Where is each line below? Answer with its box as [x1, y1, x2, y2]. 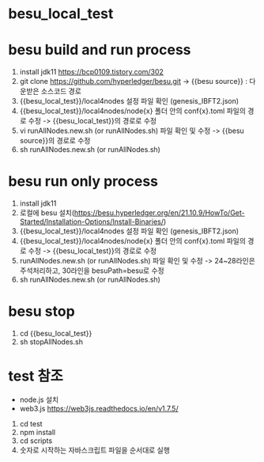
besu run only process [8, 172, 158, 191]
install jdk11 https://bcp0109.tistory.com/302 [19, 67, 164, 77]
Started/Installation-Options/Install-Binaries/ [19, 217, 164, 226]
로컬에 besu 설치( [19, 208, 75, 218]
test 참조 [8, 367, 63, 385]
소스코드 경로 [40, 86, 81, 96]
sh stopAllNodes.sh [19, 337, 83, 346]
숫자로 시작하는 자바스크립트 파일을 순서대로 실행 [19, 445, 170, 455]
